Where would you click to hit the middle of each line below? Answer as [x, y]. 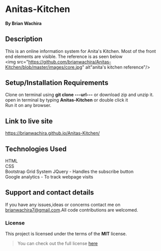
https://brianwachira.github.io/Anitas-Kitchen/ [52, 133]
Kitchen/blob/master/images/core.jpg [44, 67]
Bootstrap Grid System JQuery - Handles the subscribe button [69, 171]
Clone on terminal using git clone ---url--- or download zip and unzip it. [79, 95]
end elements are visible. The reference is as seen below [64, 56]
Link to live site [29, 121]
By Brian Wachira [23, 23]
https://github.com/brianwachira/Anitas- [70, 61]
